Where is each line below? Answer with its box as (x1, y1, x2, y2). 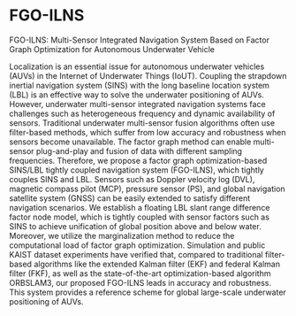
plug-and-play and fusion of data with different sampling (35, 145, 243, 156)
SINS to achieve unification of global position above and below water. (9, 220, 262, 231)
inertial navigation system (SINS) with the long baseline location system (9, 80, 269, 90)
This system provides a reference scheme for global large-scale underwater (9, 287, 287, 297)
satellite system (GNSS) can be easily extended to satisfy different (9, 192, 251, 204)
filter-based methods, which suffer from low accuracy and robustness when (9, 127, 286, 137)
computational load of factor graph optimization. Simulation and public (9, 240, 266, 250)
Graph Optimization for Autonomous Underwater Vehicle (9, 43, 215, 54)
